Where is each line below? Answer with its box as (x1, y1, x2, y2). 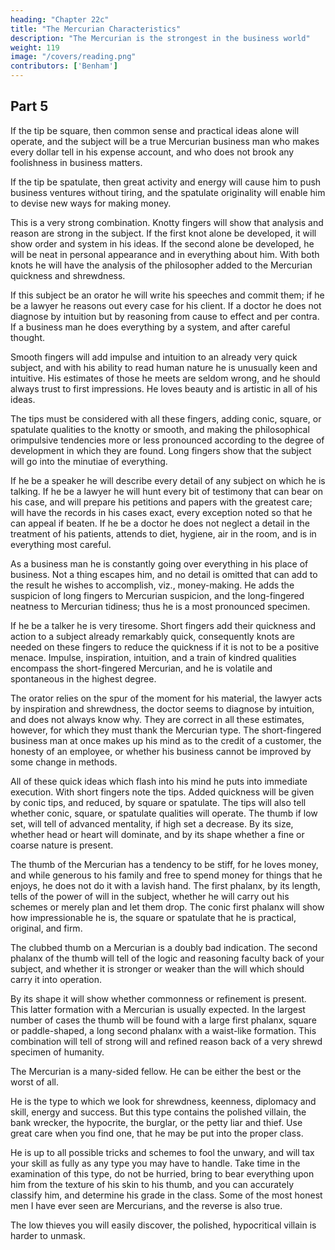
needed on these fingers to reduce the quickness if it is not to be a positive (10, 641, 320, 653)
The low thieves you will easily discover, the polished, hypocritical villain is (10, 1219, 317, 1231)
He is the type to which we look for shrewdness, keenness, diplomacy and (10, 1095, 317, 1107)
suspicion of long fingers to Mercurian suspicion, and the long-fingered (10, 589, 305, 601)
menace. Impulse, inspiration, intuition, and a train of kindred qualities (10, 651, 297, 663)
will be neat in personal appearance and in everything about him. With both (10, 248, 320, 260)
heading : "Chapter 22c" (10, 14, 110, 25)
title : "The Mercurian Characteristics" (10, 24, 182, 34)
